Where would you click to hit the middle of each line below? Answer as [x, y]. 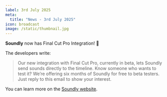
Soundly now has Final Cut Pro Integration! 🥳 [52, 43]
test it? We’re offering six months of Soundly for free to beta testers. [89, 74]
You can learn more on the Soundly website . [51, 89]
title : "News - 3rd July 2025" [43, 19]
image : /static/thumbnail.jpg [37, 29]
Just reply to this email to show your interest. [65, 79]
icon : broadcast [22, 24]
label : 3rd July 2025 [28, 10]
